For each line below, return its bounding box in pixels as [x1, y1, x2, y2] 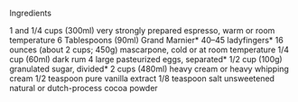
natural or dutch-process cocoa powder [9, 83, 158, 93]
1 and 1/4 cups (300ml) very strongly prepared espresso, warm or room [9, 25, 275, 35]
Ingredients [9, 8, 52, 18]
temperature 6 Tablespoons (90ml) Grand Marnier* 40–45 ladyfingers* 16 [9, 35, 284, 45]
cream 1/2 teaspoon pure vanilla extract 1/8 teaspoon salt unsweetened [9, 73, 275, 84]
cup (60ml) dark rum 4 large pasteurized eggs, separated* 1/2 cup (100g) [9, 54, 283, 64]
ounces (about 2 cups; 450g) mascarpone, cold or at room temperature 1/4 [9, 44, 290, 55]
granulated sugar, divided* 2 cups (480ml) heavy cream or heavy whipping [9, 63, 289, 74]
